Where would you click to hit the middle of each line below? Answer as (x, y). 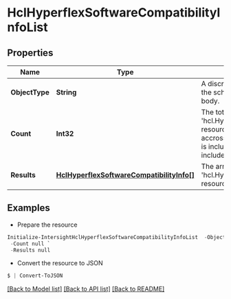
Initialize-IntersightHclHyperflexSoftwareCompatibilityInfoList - (107, 237)
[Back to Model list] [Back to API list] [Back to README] (86, 289)
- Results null (30, 250)
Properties (30, 53)
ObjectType (30, 92)
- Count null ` (30, 244)
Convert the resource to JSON (60, 263)
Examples (29, 208)
